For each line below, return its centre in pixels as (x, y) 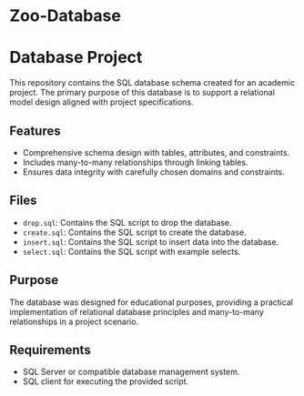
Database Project (76, 58)
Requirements (50, 350)
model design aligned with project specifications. (101, 102)
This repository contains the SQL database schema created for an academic (152, 83)
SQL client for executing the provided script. (106, 381)
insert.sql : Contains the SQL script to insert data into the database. (151, 241)
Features (35, 131)
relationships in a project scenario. (74, 321)
